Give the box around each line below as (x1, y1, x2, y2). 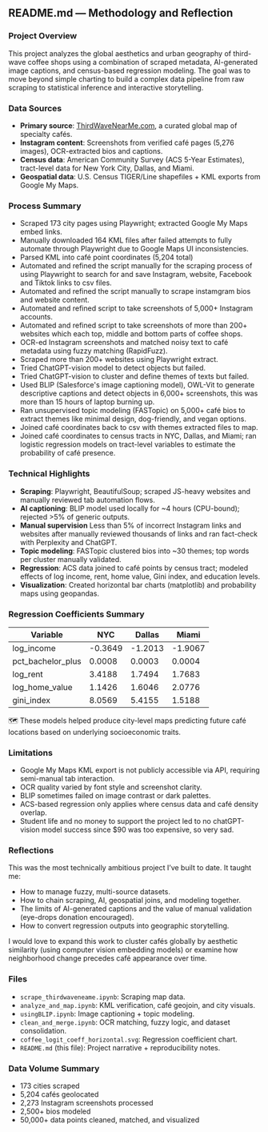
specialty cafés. (19, 129, 73, 138)
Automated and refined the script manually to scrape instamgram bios (19, 287, 251, 296)
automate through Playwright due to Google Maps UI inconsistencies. (19, 244, 250, 254)
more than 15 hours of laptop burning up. (19, 397, 155, 407)
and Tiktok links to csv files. (19, 278, 112, 287)
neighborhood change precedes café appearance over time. (8, 953, 207, 963)
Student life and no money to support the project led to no (19, 817, 212, 826)
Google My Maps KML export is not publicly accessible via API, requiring (19, 765, 260, 775)
